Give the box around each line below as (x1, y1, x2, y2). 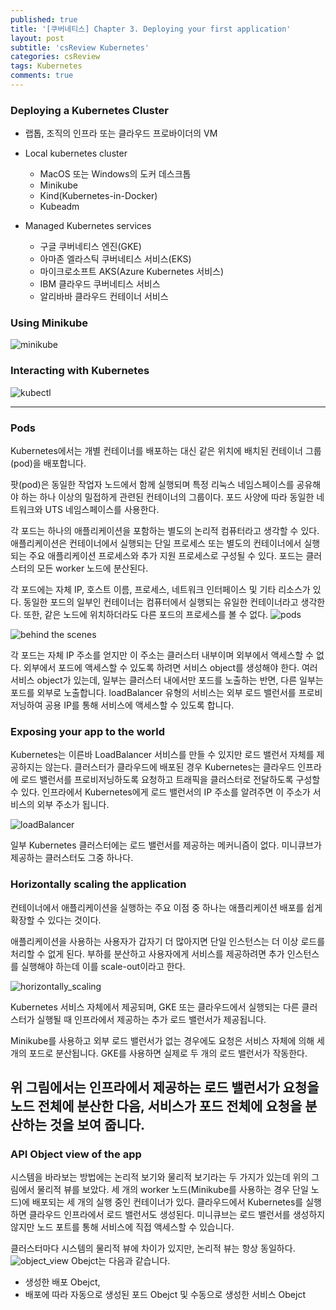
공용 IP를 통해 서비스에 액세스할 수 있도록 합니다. (44, 699, 235, 711)
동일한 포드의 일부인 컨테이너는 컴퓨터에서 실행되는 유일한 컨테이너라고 (23, 596, 299, 608)
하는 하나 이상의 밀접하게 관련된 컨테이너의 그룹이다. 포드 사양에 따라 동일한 (20, 491, 315, 503)
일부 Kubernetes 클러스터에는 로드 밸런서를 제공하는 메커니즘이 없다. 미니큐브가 (10, 839, 322, 851)
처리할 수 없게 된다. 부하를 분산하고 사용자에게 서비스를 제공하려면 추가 (10, 947, 285, 960)
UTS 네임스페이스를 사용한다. (44, 504, 160, 516)
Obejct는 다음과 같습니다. (70, 1255, 171, 1267)
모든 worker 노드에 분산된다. (36, 562, 149, 575)
